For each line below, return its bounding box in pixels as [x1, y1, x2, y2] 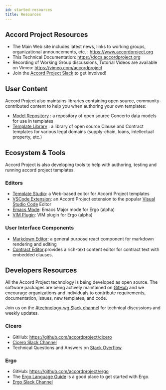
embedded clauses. [12, 251, 53, 257]
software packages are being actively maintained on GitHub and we [5, 285, 145, 291]
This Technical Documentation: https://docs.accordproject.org [12, 54, 141, 60]
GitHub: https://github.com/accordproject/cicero [12, 334, 112, 340]
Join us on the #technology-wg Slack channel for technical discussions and [5, 305, 161, 311]
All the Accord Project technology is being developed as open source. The [5, 279, 158, 285]
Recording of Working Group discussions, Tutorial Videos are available [12, 59, 158, 65]
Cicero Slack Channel [12, 339, 57, 345]
